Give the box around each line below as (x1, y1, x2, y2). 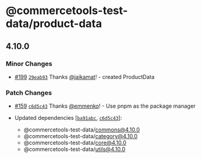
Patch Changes (5, 88, 52, 97)
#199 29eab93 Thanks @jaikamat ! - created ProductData (14, 73, 155, 80)
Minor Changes (5, 59, 52, 68)
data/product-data (5, 17, 102, 31)
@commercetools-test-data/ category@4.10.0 (23, 133, 138, 140)
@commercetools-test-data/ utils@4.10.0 (23, 146, 126, 153)
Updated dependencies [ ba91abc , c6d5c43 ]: (14, 114, 123, 122)
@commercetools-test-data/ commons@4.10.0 (23, 126, 140, 133)
